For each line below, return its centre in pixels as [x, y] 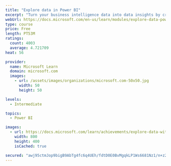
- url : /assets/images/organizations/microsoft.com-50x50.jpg [82, 81]
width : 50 [29, 86]
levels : [13, 99]
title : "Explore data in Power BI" [43, 10]
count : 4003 [23, 43]
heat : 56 [15, 52]
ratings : [15, 39]
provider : [16, 62]
